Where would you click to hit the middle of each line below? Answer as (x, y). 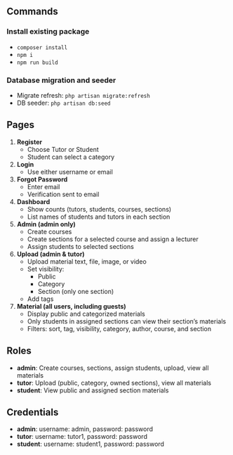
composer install (42, 47)
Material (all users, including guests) (72, 306)
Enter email (44, 186)
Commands (33, 12)
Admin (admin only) (46, 224)
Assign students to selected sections (80, 246)
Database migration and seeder (61, 80)
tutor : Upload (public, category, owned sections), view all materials (114, 383)
